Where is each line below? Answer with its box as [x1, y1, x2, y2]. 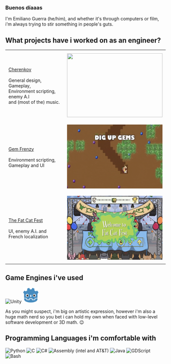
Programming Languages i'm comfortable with [5, 334, 156, 343]
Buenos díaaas [5, 4, 43, 11]
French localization [8, 233, 48, 239]
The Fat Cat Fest [8, 217, 43, 223]
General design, [8, 77, 42, 83]
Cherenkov [8, 66, 32, 73]
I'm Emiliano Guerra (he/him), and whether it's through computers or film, [5, 16, 159, 22]
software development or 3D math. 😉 [5, 319, 84, 325]
